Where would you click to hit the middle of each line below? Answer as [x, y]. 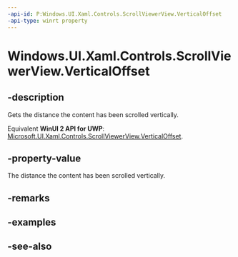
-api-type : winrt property [48, 21]
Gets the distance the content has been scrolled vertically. [93, 114]
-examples [32, 222]
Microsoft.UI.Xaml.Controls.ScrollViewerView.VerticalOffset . [95, 136]
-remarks [29, 198]
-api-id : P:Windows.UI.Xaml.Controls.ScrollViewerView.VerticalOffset [115, 14]
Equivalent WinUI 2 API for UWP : [56, 128]
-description [36, 97]
